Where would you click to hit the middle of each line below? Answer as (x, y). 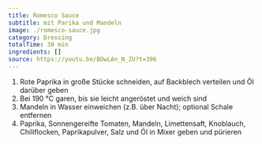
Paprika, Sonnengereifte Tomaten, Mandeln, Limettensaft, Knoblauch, (133, 124)
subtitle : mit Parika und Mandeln (65, 23)
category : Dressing (40, 37)
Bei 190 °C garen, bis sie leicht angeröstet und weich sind (113, 98)
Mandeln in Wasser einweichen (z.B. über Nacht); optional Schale (126, 106)
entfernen (36, 115)
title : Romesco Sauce (44, 15)
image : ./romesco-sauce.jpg (54, 30)
